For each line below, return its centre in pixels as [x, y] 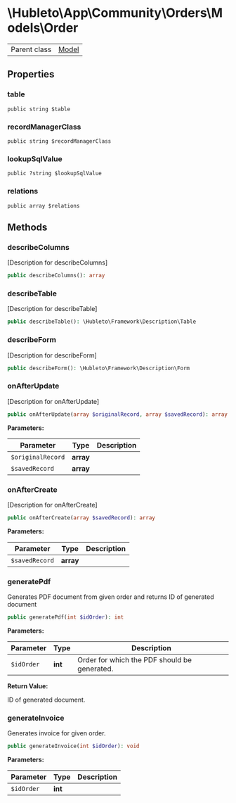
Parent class [31, 49]
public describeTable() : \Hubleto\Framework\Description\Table [102, 322]
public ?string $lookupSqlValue [54, 174]
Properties [31, 74]
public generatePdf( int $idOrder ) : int [66, 617]
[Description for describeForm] [52, 355]
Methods [27, 227]
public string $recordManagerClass [59, 141]
